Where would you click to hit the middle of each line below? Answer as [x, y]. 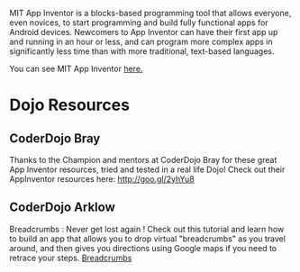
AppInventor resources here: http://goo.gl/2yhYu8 [102, 179]
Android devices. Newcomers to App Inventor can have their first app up [144, 32]
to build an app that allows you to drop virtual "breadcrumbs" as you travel [148, 239]
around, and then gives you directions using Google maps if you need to [143, 248]
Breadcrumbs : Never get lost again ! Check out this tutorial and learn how [147, 229]
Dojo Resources [70, 105]
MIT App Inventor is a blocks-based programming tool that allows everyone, [150, 13]
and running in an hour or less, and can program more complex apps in [141, 41]
